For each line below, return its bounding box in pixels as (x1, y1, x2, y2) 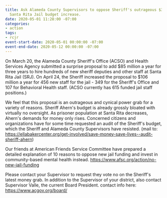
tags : (5, 30, 16, 35)
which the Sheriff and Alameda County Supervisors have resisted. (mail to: (5, 125, 158, 132)
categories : (5, 21, 30, 26)
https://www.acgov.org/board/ (5, 187, 68, 193)
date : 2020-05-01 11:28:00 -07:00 (5, 16, 77, 21)
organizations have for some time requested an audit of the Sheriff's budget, (5, 120, 162, 126)
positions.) (5, 90, 27, 96)
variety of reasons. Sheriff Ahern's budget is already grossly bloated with (5, 104, 156, 110)
